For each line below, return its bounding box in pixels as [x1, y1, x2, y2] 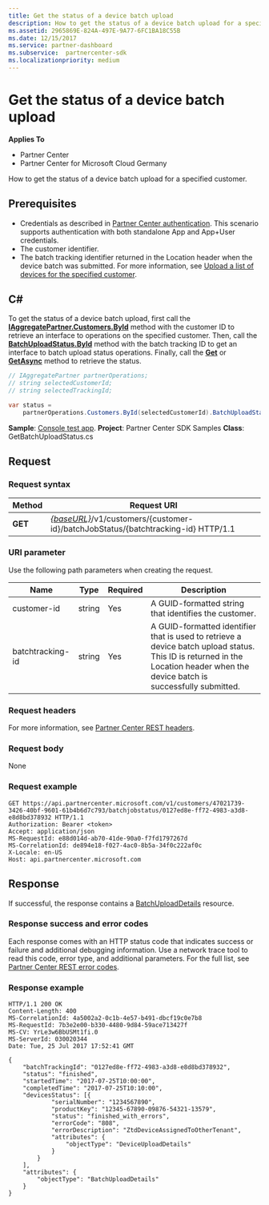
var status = [8, 401, 52, 409]
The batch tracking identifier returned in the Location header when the [19, 252, 253, 262]
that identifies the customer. [151, 608, 256, 619]
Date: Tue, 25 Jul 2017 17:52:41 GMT [8, 1042, 134, 1050]
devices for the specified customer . [19, 269, 138, 279]
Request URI [129, 500, 178, 511]
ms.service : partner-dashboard [8, 42, 113, 50]
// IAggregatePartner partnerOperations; [8, 372, 149, 380]
